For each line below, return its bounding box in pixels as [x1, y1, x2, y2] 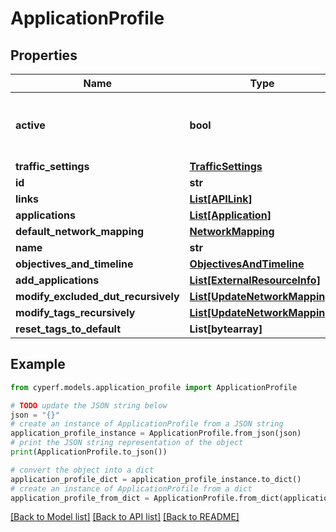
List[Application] [189, 208, 272, 222]
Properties [10, 47, 78, 64]
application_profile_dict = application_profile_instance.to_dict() [10, 474, 302, 484]
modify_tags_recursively [15, 306, 136, 319]
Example [10, 356, 66, 373]
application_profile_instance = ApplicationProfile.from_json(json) [10, 428, 302, 439]
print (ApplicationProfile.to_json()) [10, 447, 168, 457]
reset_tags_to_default [15, 322, 122, 336]
